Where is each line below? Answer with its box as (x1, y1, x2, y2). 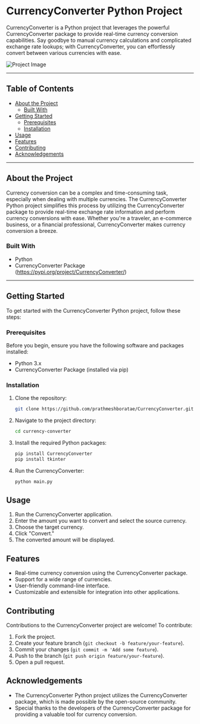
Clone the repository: (14, 395, 67, 402)
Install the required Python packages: (14, 439, 107, 446)
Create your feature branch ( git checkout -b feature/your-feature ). (14, 640, 185, 647)
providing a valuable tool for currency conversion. (14, 710, 137, 717)
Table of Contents (6, 84, 74, 94)
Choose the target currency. (14, 523, 85, 531)
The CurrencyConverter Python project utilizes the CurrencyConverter (14, 691, 187, 699)
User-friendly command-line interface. (14, 582, 110, 589)
